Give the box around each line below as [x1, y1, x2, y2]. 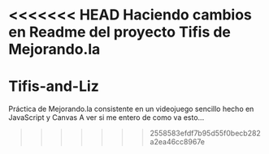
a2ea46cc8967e [150, 137, 206, 147]
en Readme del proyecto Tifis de [8, 23, 232, 41]
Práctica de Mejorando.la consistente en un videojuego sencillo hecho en [8, 104, 254, 114]
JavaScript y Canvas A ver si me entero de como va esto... [8, 113, 205, 122]
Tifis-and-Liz [8, 77, 99, 96]
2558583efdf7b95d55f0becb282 [150, 128, 262, 139]
